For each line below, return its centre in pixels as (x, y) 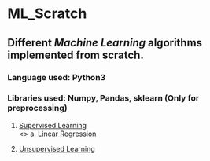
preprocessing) (37, 108)
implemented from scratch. (76, 55)
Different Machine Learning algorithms (105, 43)
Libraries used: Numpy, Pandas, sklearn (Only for (103, 98)
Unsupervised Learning (57, 148)
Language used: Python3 (57, 77)
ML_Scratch (47, 14)
